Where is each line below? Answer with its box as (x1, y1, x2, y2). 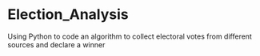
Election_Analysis (7, 6, 129, 24)
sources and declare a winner (7, 39, 106, 49)
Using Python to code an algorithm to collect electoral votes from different (7, 32, 253, 41)
